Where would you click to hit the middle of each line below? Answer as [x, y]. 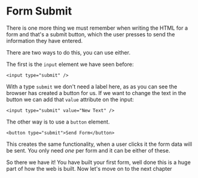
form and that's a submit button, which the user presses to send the [91, 34]
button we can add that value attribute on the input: [70, 99]
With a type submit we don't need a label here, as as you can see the [92, 87]
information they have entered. [45, 41]
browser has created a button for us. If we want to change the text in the [96, 93]
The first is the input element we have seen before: [70, 64]
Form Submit [39, 11]
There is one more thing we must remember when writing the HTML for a [97, 28]
